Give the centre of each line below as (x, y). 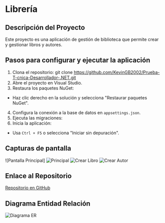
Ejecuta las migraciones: (38, 118)
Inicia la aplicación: (32, 123)
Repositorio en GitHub (28, 188)
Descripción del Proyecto (45, 28)
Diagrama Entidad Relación (48, 203)
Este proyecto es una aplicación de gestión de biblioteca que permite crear (82, 39)
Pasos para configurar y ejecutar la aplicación (78, 60)
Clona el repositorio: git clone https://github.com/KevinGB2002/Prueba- (86, 72)
